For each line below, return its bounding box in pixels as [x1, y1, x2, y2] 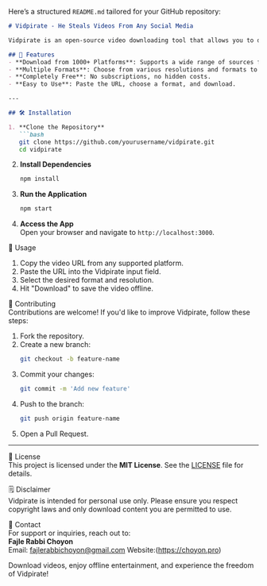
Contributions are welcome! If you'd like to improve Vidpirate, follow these [8, 307, 250, 317]
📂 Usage [8, 243, 37, 253]
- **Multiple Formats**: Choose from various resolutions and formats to [8, 65, 258, 74]
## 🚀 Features [8, 51, 56, 59]
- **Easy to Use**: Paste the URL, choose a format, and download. [8, 80, 237, 88]
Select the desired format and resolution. [19, 276, 154, 285]
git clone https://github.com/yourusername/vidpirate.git [18, 138, 215, 146]
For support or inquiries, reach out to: [8, 528, 131, 538]
